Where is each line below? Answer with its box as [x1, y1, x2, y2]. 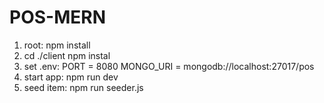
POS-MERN [9, 6, 106, 29]
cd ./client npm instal [23, 49, 111, 61]
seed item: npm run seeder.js [23, 81, 144, 93]
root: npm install [23, 39, 91, 51]
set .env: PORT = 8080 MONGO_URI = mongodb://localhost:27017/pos [23, 60, 315, 72]
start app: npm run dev [23, 71, 119, 83]
